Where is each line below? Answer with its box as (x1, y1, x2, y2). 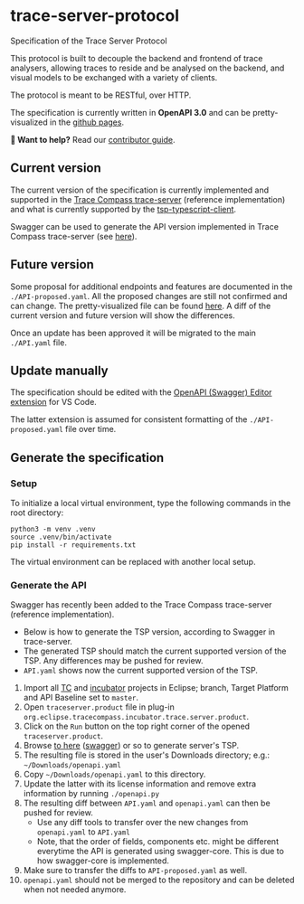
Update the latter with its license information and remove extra (23, 778, 257, 789)
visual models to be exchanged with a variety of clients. (10, 71, 218, 82)
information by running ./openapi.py (23, 788, 160, 799)
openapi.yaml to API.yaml (36, 826, 130, 837)
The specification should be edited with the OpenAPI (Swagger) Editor (10, 387, 272, 398)
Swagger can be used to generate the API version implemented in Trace (10, 221, 280, 231)
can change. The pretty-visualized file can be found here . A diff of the (10, 300, 271, 311)
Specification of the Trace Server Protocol (10, 35, 167, 46)
